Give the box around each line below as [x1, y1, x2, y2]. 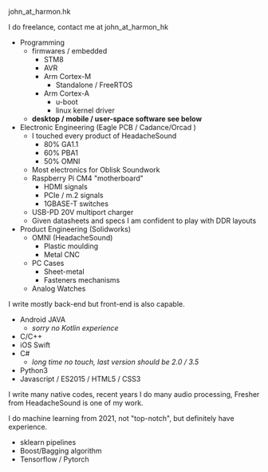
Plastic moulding [43, 241, 99, 251]
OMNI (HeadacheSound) [31, 233, 113, 242]
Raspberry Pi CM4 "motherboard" [31, 173, 144, 183]
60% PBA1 [43, 148, 78, 157]
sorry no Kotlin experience [31, 323, 119, 332]
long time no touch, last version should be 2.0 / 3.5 [31, 357, 199, 367]
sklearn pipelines [19, 438, 77, 446]
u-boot [55, 97, 78, 106]
